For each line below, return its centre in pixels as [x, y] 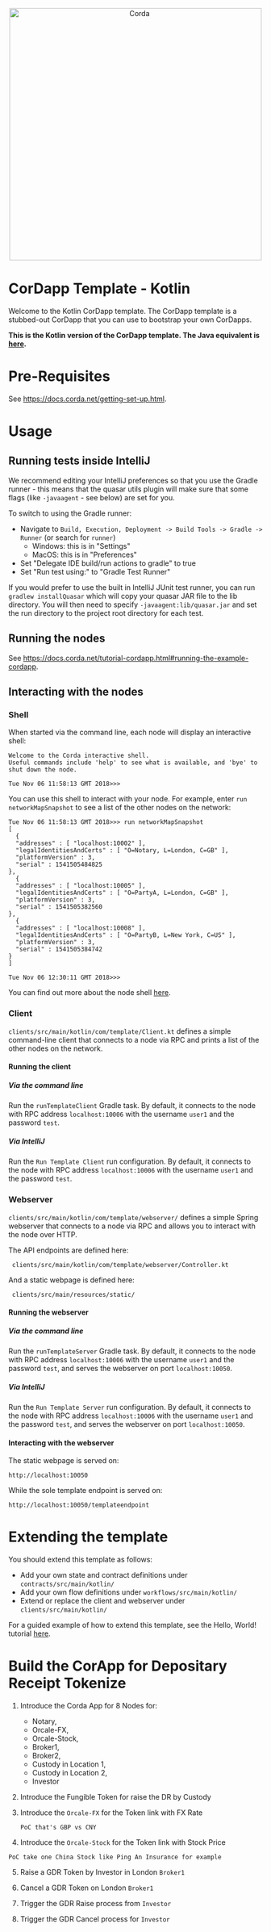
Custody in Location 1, [69, 1764]
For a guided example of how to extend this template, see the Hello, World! [132, 1625]
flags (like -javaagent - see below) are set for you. [92, 497]
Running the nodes [57, 639]
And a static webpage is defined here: [71, 1280]
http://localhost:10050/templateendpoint [79, 1505]
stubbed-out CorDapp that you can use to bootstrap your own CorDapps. [130, 320]
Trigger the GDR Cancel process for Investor [95, 1919]
